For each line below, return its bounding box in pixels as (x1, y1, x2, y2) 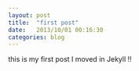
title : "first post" (8, 19, 79, 27)
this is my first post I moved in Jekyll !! (8, 55, 132, 64)
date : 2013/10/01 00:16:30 (8, 26, 104, 34)
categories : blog (8, 33, 65, 41)
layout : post (8, 11, 51, 20)
